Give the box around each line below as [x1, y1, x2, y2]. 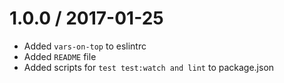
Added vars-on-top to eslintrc [23, 40, 147, 52]
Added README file [23, 50, 97, 62]
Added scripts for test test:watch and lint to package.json [23, 61, 275, 73]
